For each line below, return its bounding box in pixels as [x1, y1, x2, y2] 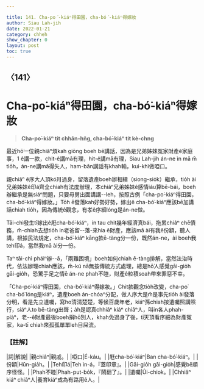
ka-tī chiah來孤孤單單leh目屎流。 [16, 321, 99, 329]
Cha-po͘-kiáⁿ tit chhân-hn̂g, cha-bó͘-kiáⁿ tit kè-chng [21, 135, 154, 142]
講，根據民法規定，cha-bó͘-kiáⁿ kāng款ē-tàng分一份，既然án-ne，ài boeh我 [6, 234, 197, 241]
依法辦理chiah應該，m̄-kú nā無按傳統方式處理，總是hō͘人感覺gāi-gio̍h [16, 263, 191, 270]
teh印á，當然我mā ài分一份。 [6, 242, 79, 249]
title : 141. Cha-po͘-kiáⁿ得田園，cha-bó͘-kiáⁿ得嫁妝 [6, 14, 136, 20]
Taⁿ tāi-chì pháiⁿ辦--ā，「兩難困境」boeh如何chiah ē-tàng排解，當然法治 [6, 255, 188, 262]
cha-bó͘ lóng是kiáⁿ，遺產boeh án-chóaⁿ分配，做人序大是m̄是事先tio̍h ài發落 [6, 291, 195, 298]
